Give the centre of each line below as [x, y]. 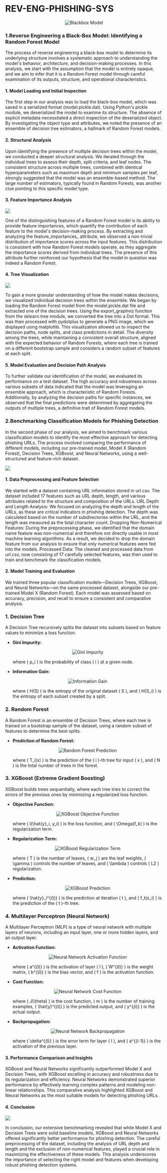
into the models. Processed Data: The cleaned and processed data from [79, 549]
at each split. [18, 354]
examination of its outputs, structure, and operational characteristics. [76, 79]
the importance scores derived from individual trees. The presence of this [81, 252]
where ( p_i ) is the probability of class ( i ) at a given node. [73, 662]
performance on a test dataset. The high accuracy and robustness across [81, 382]
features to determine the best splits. [43, 731]
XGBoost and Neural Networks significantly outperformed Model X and [78, 1069]
